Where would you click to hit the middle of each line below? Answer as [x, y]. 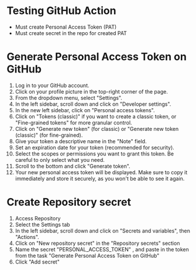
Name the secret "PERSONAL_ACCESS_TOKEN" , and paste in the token [102, 249]
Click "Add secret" [37, 262]
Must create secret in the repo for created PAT [71, 33]
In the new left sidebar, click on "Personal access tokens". [85, 110]
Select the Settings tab [42, 224]
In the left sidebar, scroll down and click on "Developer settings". [93, 104]
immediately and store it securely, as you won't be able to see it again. [100, 178]
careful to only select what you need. [60, 160]
